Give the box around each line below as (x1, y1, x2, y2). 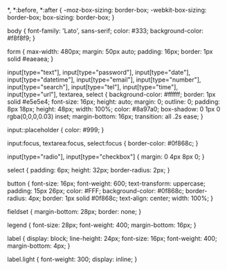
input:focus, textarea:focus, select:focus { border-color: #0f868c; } (7, 139, 199, 147)
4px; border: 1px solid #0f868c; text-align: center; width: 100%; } (28, 194, 214, 202)
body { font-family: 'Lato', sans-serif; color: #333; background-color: (7, 27, 204, 35)
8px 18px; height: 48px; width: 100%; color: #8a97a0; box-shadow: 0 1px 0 (7, 105, 221, 113)
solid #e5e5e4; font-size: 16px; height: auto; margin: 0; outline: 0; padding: (7, 98, 220, 106)
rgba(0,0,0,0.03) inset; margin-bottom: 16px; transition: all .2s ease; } (7, 112, 203, 120)
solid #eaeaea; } (7, 55, 54, 63)
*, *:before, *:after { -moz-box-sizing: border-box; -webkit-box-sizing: (7, 6, 207, 14)
